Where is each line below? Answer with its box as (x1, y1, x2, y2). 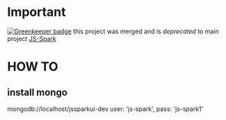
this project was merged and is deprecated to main (72, 27, 219, 35)
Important (7, 4, 66, 20)
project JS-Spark (7, 34, 57, 42)
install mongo (7, 86, 68, 98)
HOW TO (7, 59, 58, 75)
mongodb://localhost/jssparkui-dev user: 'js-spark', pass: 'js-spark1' (7, 105, 204, 113)
